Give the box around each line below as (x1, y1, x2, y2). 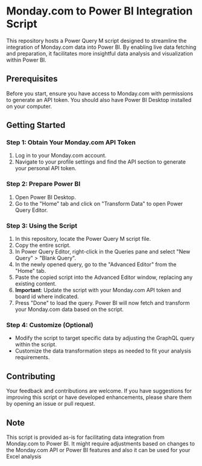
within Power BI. (6, 56, 46, 63)
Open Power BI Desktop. (14, 193, 77, 200)
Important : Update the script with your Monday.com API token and (14, 287, 181, 294)
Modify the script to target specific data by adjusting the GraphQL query (14, 334, 195, 342)
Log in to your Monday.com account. (14, 152, 107, 159)
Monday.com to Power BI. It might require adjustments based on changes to (6, 439, 195, 447)
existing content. (14, 280, 57, 287)
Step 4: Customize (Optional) (6, 321, 93, 329)
